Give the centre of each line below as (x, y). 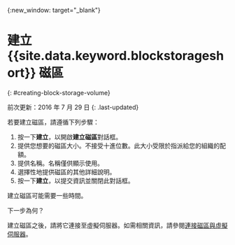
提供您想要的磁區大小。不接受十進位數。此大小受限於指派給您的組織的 (119, 146)
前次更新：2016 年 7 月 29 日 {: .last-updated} (73, 107)
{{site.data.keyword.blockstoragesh (116, 56)
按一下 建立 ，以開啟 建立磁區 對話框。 (70, 136)
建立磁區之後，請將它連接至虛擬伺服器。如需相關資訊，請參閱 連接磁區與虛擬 (117, 225)
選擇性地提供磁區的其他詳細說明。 (66, 171)
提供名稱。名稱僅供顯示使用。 (60, 163)
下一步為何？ (26, 210)
